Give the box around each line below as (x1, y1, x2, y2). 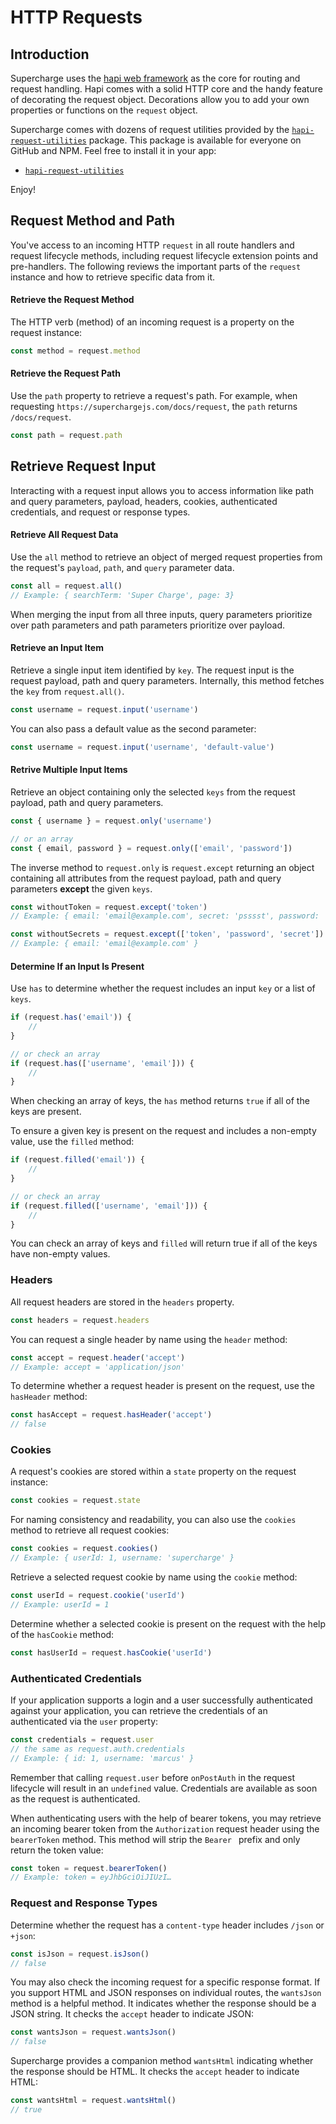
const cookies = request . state (10, 1496, 141, 1506)
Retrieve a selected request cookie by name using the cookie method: (10, 1571, 298, 1583)
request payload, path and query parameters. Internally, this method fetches (10, 674, 325, 686)
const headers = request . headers (10, 1315, 150, 1325)
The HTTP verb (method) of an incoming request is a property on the (10, 316, 295, 328)
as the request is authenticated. (10, 1792, 141, 1805)
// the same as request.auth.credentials (10, 1744, 186, 1754)
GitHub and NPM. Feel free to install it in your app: (10, 145, 217, 156)
